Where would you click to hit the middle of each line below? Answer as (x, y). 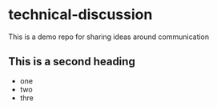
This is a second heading (72, 62)
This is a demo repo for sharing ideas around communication (109, 37)
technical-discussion (80, 15)
